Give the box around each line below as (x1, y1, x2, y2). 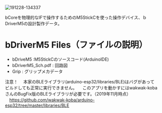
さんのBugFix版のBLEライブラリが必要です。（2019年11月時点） (5, 91, 131, 97)
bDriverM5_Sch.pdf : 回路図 (12, 62, 68, 68)
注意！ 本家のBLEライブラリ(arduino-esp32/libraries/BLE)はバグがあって (5, 79, 155, 84)
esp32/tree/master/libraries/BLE (5, 102, 70, 108)
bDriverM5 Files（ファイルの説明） (5, 39, 147, 50)
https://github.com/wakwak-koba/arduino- (9, 97, 95, 103)
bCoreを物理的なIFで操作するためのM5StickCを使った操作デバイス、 (5, 15, 143, 20)
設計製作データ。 (28, 21, 62, 26)
